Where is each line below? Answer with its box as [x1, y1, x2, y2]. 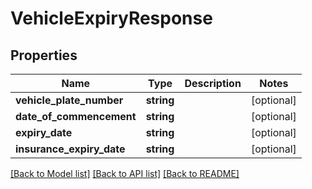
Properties [10, 47, 78, 64]
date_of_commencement [15, 110, 137, 123]
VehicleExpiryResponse [10, 7, 213, 30]
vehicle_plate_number [15, 93, 124, 107]
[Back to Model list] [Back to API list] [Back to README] [10, 168, 240, 179]
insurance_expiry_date [15, 142, 126, 156]
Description [184, 77, 242, 90]
